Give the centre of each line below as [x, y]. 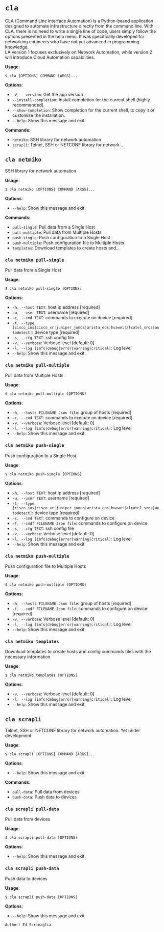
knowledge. [17, 47]
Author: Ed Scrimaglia [28, 925]
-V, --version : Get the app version [47, 94]
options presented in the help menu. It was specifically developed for [75, 36]
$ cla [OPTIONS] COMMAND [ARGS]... [41, 76]
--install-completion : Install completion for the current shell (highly [81, 100]
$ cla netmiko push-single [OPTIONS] [44, 474]
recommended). [28, 105]
